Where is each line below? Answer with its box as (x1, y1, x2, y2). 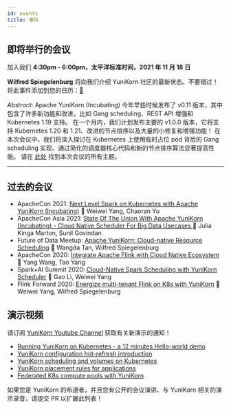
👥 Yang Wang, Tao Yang (16, 258, 86, 267)
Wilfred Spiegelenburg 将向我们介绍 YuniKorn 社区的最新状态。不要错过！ (7, 78, 219, 86)
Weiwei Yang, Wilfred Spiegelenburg (16, 287, 121, 296)
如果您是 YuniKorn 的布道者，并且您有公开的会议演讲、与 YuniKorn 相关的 (7, 386, 217, 394)
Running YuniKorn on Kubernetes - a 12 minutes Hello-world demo (16, 342, 206, 351)
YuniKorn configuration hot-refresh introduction (16, 349, 153, 357)
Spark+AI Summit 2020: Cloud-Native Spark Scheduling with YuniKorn (16, 265, 217, 274)
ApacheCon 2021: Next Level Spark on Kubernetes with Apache (16, 200, 198, 208)
